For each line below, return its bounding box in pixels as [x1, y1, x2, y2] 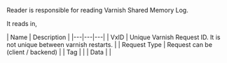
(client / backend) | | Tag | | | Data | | [6, 48, 111, 56]
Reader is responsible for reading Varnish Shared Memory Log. [6, 6, 188, 14]
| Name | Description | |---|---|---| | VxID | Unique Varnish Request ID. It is [6, 33, 221, 41]
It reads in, [6, 20, 38, 27]
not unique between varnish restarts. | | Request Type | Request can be [6, 41, 213, 48]
